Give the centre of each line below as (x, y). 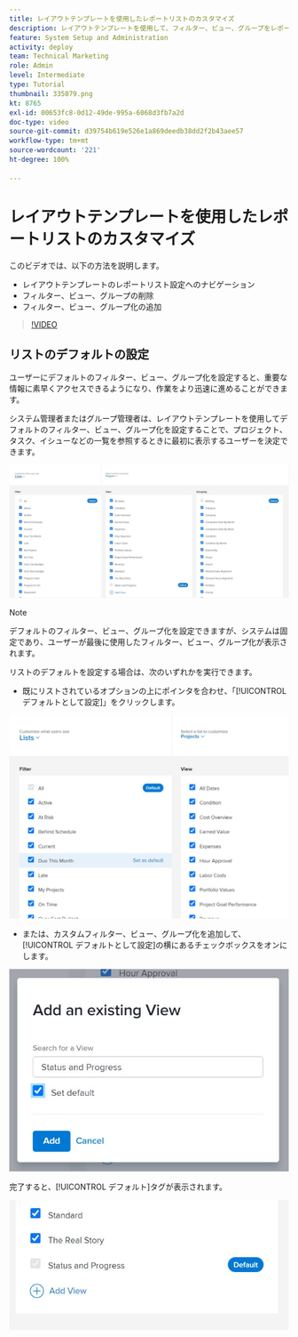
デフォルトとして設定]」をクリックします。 (101, 702)
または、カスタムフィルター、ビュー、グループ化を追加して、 (134, 934)
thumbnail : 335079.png (51, 93)
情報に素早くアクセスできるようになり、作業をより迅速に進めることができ (145, 389)
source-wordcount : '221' (55, 150)
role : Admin (31, 66)
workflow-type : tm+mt (49, 141)
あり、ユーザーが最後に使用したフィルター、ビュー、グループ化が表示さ (156, 641)
